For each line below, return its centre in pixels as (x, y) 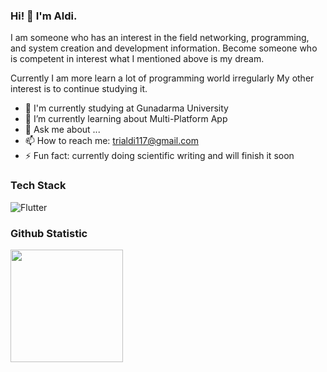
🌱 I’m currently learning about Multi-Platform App (126, 119)
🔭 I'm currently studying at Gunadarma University (126, 108)
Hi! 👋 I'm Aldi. (44, 16)
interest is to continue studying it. (79, 89)
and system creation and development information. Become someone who (164, 48)
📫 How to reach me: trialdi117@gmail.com (111, 141)
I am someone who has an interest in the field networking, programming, (160, 38)
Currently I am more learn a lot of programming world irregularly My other (162, 78)
